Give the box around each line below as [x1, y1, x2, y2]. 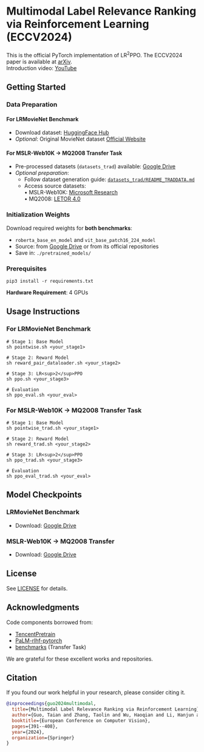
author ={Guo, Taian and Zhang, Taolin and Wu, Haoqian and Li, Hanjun [12, 712, 194, 718]
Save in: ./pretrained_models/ [15, 249, 91, 257]
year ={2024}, [12, 729, 45, 735]
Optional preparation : [15, 169, 69, 177]
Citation [6, 672, 38, 683]
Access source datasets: [24, 182, 86, 190]
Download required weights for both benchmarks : [6, 224, 132, 232]
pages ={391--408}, [12, 723, 59, 729]
